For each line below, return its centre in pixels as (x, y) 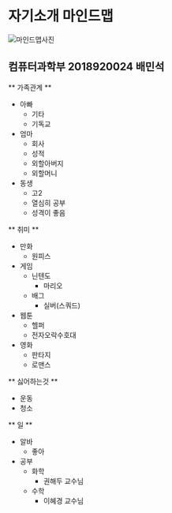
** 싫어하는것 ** (33, 381)
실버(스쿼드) (62, 305)
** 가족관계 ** (30, 87)
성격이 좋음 (48, 212)
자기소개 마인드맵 (61, 16)
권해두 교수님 (64, 481)
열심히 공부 (48, 203)
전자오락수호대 (54, 335)
